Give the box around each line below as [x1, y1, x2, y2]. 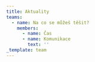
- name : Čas [22, 31, 52, 37]
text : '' [27, 42, 50, 48]
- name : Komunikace [22, 36, 71, 42]
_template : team [6, 47, 47, 53]
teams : [6, 14, 23, 20]
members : [17, 25, 39, 31]
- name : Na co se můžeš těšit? [11, 19, 90, 25]
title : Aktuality [6, 8, 50, 15]
